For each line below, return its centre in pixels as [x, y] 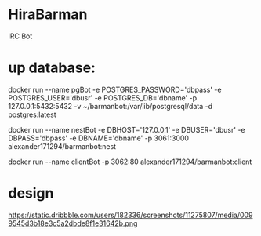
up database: [52, 68]
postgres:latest [32, 114]
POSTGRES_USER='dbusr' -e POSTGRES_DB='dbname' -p [103, 98]
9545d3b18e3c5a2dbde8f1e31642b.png [73, 223]
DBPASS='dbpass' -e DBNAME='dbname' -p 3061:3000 [99, 138]
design [31, 193]
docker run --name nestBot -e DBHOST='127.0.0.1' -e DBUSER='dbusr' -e [127, 129]
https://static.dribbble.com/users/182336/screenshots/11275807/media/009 [130, 215]
